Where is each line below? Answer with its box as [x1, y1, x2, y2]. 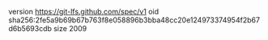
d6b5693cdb [8, 24, 53, 33]
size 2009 [53, 24, 87, 33]
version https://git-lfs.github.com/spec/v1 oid [8, 7, 160, 16]
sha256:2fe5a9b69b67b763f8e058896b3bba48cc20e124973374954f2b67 [8, 15, 261, 25]
